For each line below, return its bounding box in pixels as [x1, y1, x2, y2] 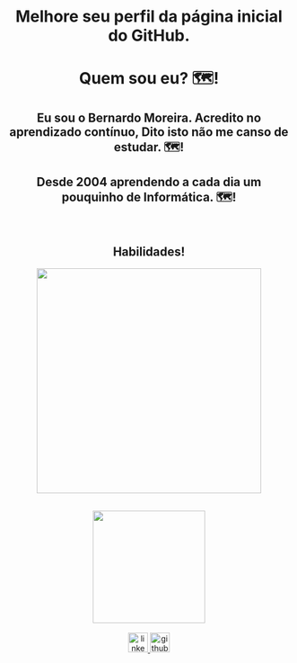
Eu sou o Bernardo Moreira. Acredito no [37, 110, 261, 125]
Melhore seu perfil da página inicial [15, 6, 283, 27]
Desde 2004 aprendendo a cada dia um [36, 175, 262, 190]
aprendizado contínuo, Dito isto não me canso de [9, 124, 289, 139]
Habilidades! [112, 244, 186, 259]
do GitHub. [108, 25, 190, 46]
